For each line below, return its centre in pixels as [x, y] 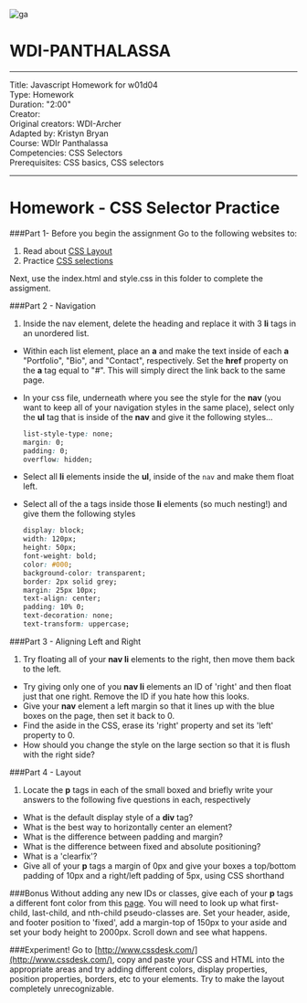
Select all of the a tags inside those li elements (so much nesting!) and [155, 504]
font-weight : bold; [60, 556]
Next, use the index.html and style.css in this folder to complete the [136, 278]
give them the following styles [79, 514]
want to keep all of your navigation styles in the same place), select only [159, 407]
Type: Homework [42, 94]
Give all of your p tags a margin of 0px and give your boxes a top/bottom [159, 866]
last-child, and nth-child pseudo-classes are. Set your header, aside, [161, 913]
